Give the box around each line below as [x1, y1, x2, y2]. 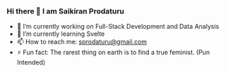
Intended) [16, 58, 46, 67]
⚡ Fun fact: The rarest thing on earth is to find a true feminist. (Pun [16, 48, 210, 57]
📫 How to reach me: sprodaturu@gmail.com [16, 38, 148, 46]
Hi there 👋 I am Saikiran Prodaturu [6, 6, 125, 16]
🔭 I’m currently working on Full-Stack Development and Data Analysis [16, 22, 220, 31]
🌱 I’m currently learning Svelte [16, 29, 105, 38]
